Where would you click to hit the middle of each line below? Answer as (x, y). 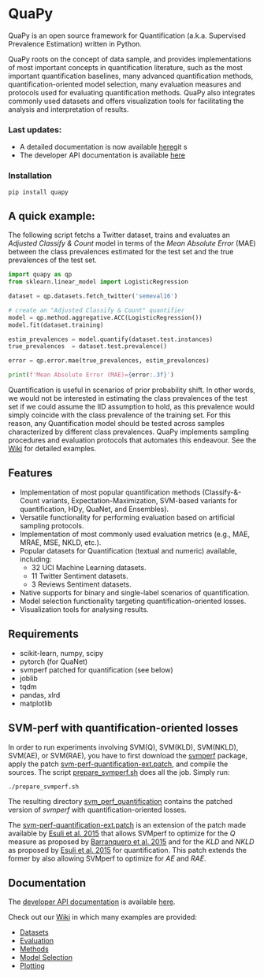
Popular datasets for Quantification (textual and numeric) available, (128, 550)
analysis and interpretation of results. (69, 109)
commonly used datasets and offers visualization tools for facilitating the (126, 101)
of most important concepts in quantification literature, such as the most (125, 67)
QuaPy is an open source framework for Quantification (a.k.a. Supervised (127, 35)
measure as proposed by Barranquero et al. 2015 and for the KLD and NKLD (131, 841)
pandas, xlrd (40, 695)
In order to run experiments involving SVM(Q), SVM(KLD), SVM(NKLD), (123, 747)
